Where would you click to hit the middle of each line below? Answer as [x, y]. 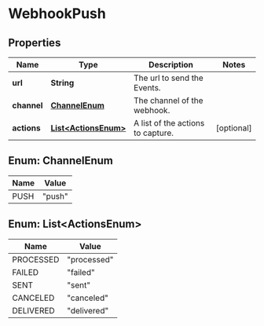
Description [171, 65]
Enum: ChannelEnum [61, 161]
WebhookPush [57, 14]
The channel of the [168, 101]
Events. [147, 88]
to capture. [154, 133]
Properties [35, 43]
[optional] [234, 128]
